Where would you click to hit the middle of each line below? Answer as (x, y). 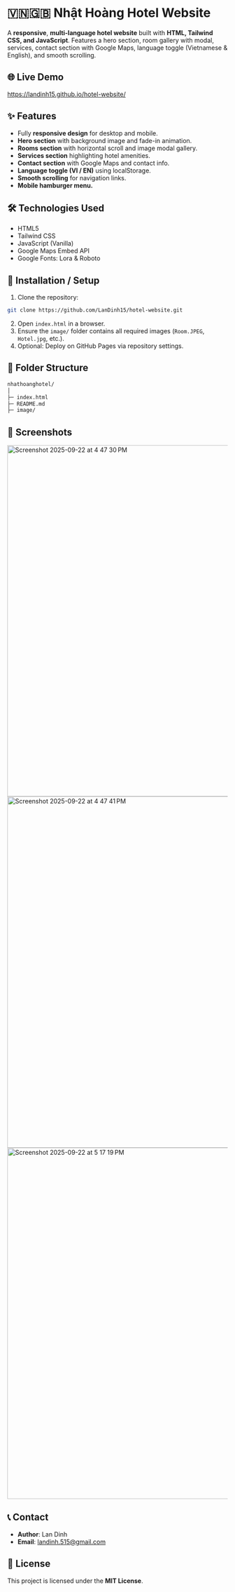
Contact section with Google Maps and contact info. (93, 163)
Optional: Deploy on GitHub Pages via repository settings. (100, 346)
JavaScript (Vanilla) (45, 243)
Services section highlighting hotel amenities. (84, 155)
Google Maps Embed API (53, 251)
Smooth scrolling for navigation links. (72, 178)
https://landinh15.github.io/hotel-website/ (66, 94)
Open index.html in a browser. (61, 323)
